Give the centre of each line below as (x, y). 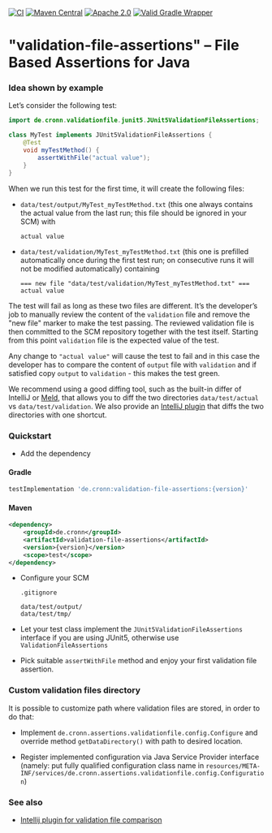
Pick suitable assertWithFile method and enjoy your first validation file (138, 661)
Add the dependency (55, 453)
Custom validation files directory (74, 690)
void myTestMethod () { (61, 150)
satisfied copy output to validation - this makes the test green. (114, 373)
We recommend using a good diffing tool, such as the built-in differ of (125, 389)
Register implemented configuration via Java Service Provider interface (140, 757)
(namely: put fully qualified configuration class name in (112, 765)
